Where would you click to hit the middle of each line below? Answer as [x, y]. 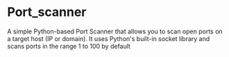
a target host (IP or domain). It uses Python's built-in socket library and [109, 38]
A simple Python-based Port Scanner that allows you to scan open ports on [115, 31]
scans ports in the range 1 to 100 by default [69, 46]
